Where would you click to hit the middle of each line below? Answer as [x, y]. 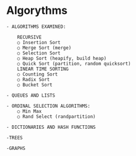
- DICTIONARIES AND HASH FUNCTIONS [51, 127]
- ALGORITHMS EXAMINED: [36, 27]
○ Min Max [30, 111]
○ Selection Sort [39, 53]
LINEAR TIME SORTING [43, 69]
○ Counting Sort [38, 74]
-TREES [15, 138]
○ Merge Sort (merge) [44, 48]
